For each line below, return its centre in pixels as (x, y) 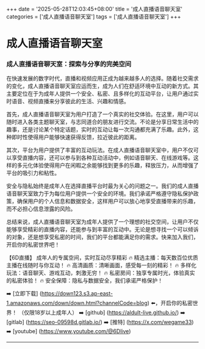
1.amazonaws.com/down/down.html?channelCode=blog (77, 303)
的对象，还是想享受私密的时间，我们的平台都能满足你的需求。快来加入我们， (103, 237)
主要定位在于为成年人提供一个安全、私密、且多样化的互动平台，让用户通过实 (103, 94)
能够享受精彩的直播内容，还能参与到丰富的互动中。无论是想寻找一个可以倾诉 (103, 229)
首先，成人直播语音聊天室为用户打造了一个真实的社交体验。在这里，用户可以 (103, 114)
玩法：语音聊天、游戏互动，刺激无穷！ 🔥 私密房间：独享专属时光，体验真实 (101, 273)
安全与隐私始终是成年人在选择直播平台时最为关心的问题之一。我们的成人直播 (103, 186)
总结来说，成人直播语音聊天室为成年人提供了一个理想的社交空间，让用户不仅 (103, 222)
